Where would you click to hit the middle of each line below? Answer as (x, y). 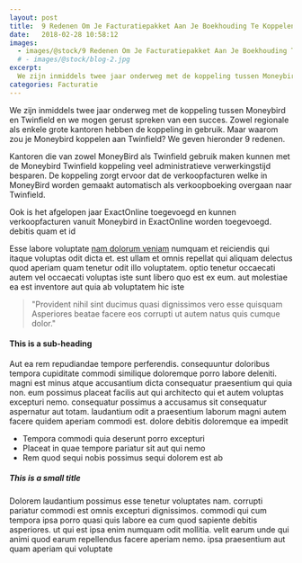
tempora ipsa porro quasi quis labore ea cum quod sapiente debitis (133, 520)
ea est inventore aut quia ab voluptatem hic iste (97, 286)
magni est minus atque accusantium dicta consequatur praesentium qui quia (151, 382)
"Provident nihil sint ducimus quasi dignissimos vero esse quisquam (157, 304)
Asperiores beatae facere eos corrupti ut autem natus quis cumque (155, 313)
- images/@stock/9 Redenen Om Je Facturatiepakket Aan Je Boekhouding (152, 51)
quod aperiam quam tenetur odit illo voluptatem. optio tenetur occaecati (142, 267)
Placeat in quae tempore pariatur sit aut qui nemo (114, 448)
